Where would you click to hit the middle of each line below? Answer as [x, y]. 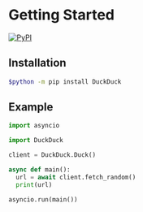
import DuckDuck [36, 141]
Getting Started [62, 15]
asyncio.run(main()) [43, 199]
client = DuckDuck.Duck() [52, 155]
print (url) [34, 184]
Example [31, 107]
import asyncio [34, 126]
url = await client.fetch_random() [76, 177]
